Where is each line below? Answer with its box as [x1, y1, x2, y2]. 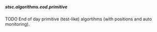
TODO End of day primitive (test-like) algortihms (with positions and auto [5, 16, 152, 22]
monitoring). [5, 21, 30, 27]
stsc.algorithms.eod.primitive [5, 4, 68, 10]
